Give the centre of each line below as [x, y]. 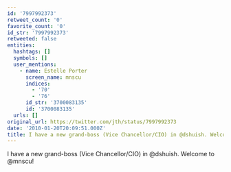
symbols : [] [31, 58]
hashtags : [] [32, 52]
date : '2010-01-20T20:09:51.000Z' [57, 128]
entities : [21, 45]
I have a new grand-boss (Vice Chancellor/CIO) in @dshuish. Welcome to [111, 154]
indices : [38, 84]
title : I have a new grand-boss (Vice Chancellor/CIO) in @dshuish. [107, 134]
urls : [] [26, 115]
